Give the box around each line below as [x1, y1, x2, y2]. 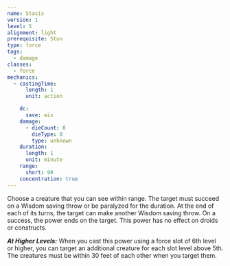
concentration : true [19, 176, 78, 182]
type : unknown [32, 137, 72, 144]
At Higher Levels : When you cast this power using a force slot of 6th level [7, 237, 216, 245]
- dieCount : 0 [25, 124, 67, 131]
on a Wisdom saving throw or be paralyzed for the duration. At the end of [7, 202, 214, 210]
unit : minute [25, 156, 63, 163]
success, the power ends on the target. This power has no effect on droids [7, 216, 218, 224]
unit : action [25, 93, 63, 100]
